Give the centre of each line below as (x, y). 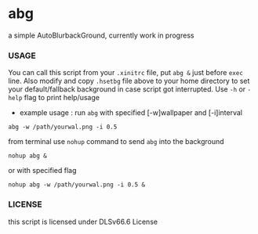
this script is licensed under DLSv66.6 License (83, 221)
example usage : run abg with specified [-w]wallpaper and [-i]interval (131, 113)
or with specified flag (42, 171)
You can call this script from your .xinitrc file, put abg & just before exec (125, 73)
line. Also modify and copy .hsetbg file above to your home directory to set (129, 81)
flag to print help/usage (62, 98)
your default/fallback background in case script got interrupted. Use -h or (127, 89)
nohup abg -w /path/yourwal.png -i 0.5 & (77, 185)
